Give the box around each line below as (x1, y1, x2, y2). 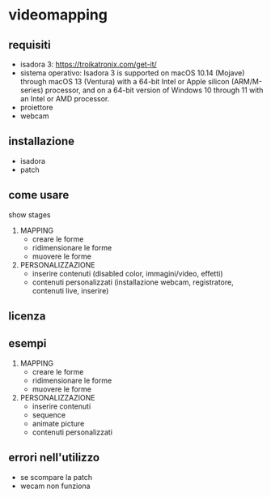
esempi (8, 336, 47, 350)
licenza (8, 310, 46, 323)
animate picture (32, 418, 85, 428)
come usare (8, 188, 70, 202)
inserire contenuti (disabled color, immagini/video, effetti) (32, 268, 224, 278)
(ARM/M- (231, 77, 263, 86)
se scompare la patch (19, 472, 93, 482)
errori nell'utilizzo (8, 451, 100, 465)
